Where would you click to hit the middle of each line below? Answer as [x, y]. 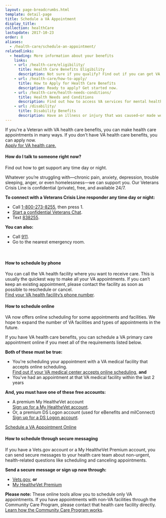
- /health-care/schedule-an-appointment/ [53, 47]
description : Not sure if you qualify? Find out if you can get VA [89, 74]
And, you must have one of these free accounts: [56, 392]
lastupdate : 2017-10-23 [30, 33]
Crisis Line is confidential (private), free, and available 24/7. [65, 188]
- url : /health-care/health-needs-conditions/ [63, 93]
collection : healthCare [30, 28]
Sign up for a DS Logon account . [45, 418]
